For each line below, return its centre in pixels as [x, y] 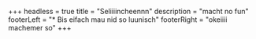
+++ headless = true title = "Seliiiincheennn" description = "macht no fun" [129, 11]
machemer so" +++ [40, 28]
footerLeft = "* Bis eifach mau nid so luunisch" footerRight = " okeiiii [118, 19]
